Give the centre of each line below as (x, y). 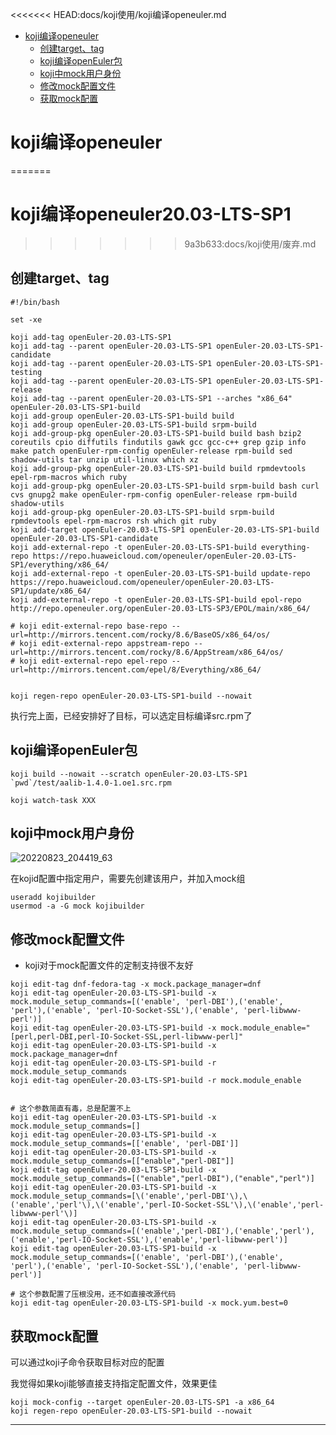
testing (26, 372)
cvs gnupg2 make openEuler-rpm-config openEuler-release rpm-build (154, 494)
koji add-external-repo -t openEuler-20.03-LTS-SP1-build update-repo (160, 573)
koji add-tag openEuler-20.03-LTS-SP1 (91, 337)
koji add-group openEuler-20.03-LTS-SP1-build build (122, 416)
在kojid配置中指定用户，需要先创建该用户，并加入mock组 (128, 879)
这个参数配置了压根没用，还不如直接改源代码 (98, 1294)
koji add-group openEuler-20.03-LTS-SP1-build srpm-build (133, 424)
